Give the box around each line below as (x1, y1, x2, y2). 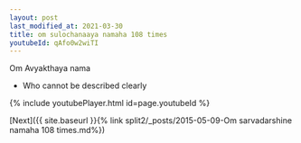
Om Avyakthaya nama (9, 63, 91, 74)
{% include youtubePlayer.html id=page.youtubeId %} (9, 98, 211, 109)
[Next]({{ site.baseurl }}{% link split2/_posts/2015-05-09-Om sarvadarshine (9, 115, 292, 126)
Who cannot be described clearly (22, 80, 147, 91)
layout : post (9, 13, 59, 22)
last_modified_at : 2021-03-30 (9, 22, 124, 31)
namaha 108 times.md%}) (9, 125, 106, 136)
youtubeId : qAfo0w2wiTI (9, 38, 99, 48)
